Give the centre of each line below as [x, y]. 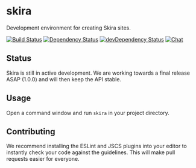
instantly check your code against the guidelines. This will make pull [91, 152]
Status [19, 58]
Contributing [31, 132]
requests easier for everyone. [43, 159]
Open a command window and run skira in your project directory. [88, 113]
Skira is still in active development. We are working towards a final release [98, 73]
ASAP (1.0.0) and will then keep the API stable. [64, 79]
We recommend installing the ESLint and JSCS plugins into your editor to [96, 146]
